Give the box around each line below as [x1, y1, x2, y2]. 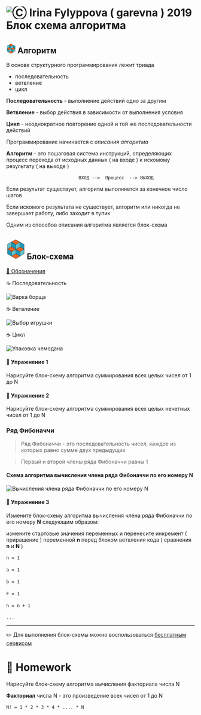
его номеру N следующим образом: [6, 518, 99, 525]
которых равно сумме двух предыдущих [20, 446, 126, 454]
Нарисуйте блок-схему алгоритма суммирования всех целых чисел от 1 [6, 372, 191, 379]
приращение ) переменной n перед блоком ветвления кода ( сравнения [6, 536, 191, 543]
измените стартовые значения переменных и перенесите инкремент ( [6, 530, 187, 537]
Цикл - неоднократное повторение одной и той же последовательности [6, 120, 193, 127]
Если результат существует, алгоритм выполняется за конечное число [6, 185, 188, 192]
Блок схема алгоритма [6, 19, 126, 32]
